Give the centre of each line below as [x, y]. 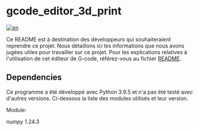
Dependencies [34, 77]
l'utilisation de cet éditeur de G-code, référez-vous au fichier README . [94, 58]
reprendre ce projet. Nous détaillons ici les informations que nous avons [95, 46]
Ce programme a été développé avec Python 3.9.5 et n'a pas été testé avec [100, 92]
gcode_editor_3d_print [64, 11]
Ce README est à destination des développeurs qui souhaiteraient [89, 39]
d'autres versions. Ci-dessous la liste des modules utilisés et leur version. [97, 98]
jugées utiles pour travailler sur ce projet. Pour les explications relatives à [97, 52]
